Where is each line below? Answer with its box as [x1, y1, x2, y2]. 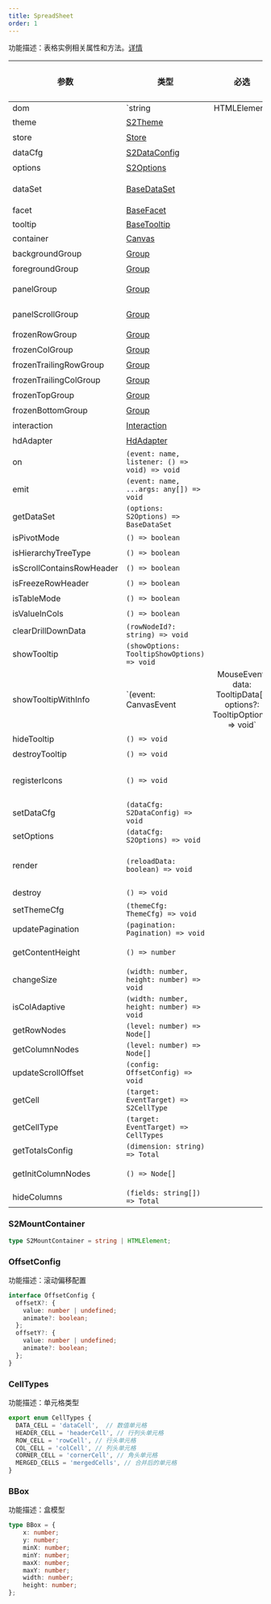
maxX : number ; [23, 1559, 70, 1567]
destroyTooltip [12, 748, 67, 760]
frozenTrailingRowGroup [12, 359, 105, 370]
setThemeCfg [12, 904, 65, 915]
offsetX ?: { [15, 1299, 56, 1307]
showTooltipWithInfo [12, 693, 90, 705]
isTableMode [12, 592, 61, 603]
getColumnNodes [12, 1043, 79, 1055]
